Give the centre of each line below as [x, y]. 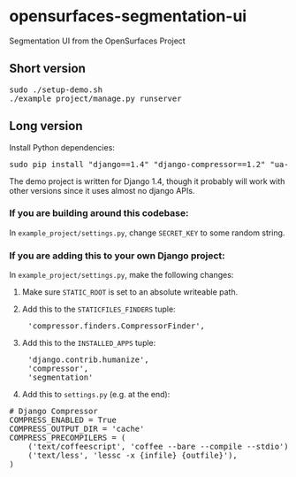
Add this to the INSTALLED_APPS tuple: [89, 343]
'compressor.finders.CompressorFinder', [117, 326]
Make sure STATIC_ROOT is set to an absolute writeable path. [130, 292]
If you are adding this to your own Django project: [117, 256]
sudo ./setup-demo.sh [56, 89]
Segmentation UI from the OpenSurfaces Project [97, 41]
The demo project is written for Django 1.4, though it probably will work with [147, 181]
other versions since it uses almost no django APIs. [102, 190]
